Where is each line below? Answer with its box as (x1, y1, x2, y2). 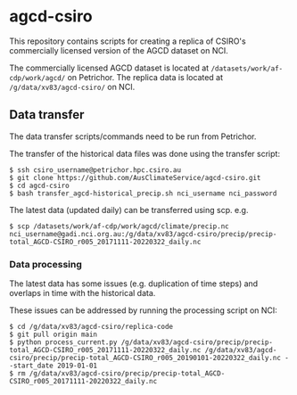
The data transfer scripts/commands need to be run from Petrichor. (9, 131, 257, 142)
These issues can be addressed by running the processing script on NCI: (9, 305, 278, 316)
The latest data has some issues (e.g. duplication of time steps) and (9, 278, 259, 289)
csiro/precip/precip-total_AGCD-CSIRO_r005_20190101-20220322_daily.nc (9, 354, 281, 363)
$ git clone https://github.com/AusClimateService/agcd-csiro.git (9, 173, 261, 182)
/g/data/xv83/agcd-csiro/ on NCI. (9, 81, 136, 92)
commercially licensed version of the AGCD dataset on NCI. (9, 45, 229, 55)
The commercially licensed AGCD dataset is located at (9, 62, 210, 73)
